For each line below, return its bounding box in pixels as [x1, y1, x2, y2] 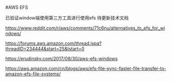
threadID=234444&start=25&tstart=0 [5, 46, 85, 51]
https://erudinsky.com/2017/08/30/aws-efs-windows [5, 56, 118, 62]
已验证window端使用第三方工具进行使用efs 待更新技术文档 [5, 15, 129, 21]
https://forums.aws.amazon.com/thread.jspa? [5, 40, 102, 46]
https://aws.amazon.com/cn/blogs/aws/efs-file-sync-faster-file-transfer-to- [5, 66, 167, 71]
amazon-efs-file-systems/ [5, 71, 61, 77]
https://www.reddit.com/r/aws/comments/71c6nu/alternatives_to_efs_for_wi [5, 25, 165, 31]
